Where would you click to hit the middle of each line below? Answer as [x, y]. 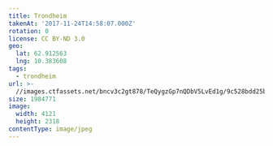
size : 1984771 [32, 99]
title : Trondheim [38, 16]
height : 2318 [38, 122]
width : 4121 [36, 114]
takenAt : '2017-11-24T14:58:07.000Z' [72, 24]
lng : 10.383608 [41, 62]
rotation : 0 [28, 31]
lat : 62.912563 [41, 54]
